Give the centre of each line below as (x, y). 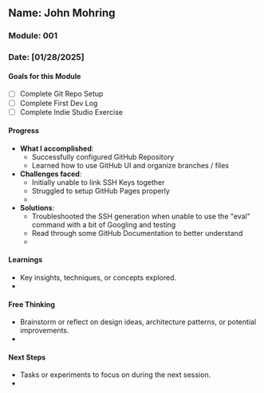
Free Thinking (32, 304)
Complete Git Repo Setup (61, 94)
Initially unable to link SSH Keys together (98, 182)
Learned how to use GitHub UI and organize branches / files (130, 165)
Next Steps (27, 357)
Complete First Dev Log (59, 103)
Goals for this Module (45, 76)
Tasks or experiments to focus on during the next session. (115, 375)
